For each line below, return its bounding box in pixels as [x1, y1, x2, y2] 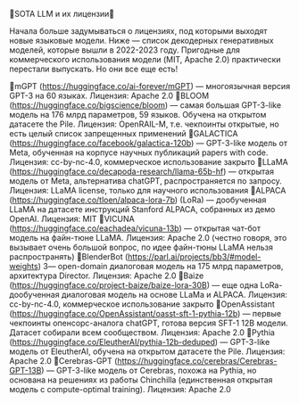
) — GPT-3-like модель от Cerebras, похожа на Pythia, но [41, 366, 257, 375]
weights [9, 261, 38, 271]
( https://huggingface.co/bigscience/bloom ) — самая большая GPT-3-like [9, 100, 282, 111]
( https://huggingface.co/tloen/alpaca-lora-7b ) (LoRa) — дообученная [9, 194, 267, 205]
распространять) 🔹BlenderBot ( [9, 251, 129, 262]
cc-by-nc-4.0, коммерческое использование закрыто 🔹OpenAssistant [9, 299, 275, 309]
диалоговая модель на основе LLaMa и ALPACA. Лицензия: [61, 290, 288, 300]
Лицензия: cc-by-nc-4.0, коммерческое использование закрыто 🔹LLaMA [9, 157, 288, 167]
